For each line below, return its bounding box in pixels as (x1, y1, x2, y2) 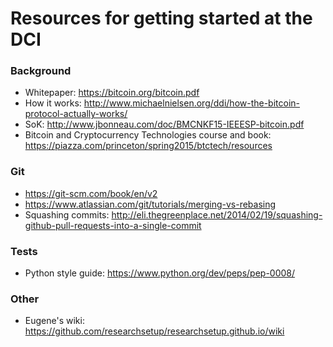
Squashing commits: (24, 208, 110, 221)
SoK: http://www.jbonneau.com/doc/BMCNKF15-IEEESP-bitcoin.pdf (24, 118, 305, 131)
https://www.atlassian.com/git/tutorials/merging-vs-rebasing (24, 198, 277, 210)
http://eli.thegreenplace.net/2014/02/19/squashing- (111, 208, 323, 221)
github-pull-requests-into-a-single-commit (24, 219, 202, 231)
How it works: (24, 97, 82, 109)
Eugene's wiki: (24, 315, 85, 327)
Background (10, 64, 72, 78)
